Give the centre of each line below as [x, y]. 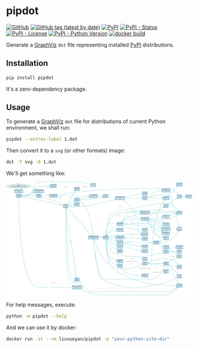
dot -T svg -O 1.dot [32, 162]
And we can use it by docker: [42, 327]
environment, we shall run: [38, 128]
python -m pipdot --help [37, 316]
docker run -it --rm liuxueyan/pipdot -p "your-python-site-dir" [88, 339]
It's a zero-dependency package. [47, 89]
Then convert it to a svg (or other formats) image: [66, 151]
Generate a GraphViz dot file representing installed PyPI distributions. [90, 45]
